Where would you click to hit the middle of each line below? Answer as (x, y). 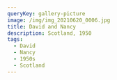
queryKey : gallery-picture (46, 14)
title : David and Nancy (42, 26)
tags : (15, 40)
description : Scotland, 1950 (49, 33)
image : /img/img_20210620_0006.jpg (59, 20)
